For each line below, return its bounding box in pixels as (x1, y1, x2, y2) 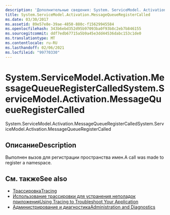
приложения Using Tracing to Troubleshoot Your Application (12, 199, 139, 205)
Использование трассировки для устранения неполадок (12, 193, 136, 199)
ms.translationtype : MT (5, 36, 56, 41)
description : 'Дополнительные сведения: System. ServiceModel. (5, 7, 142, 13)
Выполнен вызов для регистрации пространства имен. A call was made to (5, 154, 164, 160)
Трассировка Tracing (12, 188, 57, 194)
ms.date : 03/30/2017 (5, 17, 49, 22)
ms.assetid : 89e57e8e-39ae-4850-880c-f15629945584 (5, 21, 114, 27)
